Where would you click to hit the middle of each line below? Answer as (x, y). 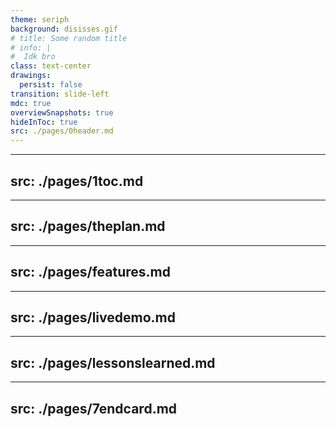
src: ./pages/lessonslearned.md (113, 362)
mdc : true (31, 103)
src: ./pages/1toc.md (77, 181)
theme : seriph (40, 19)
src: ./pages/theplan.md (88, 226)
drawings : (31, 76)
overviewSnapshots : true (62, 112)
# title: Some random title (69, 38)
